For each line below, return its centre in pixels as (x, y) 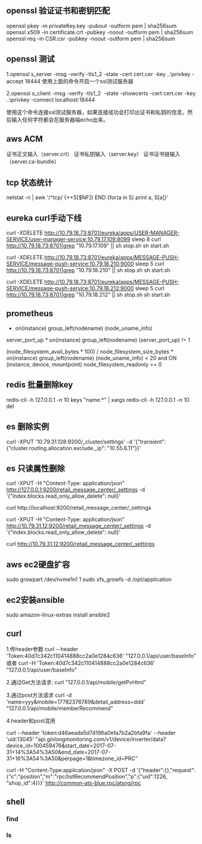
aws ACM (25, 139)
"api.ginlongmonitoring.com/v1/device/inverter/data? (101, 739)
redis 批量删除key (40, 385)
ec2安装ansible (36, 600)
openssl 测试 (30, 59)
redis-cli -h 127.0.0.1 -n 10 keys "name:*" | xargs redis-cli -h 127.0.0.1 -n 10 (98, 399)
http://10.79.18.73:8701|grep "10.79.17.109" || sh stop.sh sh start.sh (88, 246)
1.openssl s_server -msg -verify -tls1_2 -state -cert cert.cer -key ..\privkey (99, 74)
